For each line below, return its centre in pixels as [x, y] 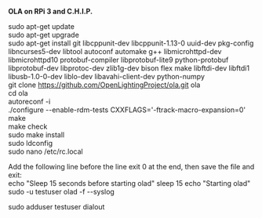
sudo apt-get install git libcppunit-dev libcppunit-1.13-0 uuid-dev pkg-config [131, 43]
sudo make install [36, 135]
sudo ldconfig [31, 143]
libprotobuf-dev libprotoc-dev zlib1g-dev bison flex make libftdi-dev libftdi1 [129, 68]
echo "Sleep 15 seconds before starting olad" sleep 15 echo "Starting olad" [129, 183]
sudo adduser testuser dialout [56, 207]
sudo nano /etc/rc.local [46, 151]
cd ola [18, 93]
